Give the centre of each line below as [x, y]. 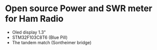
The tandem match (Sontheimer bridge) [52, 42]
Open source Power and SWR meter [79, 8]
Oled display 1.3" [29, 32]
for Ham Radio [35, 19]
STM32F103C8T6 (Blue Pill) [40, 37]
